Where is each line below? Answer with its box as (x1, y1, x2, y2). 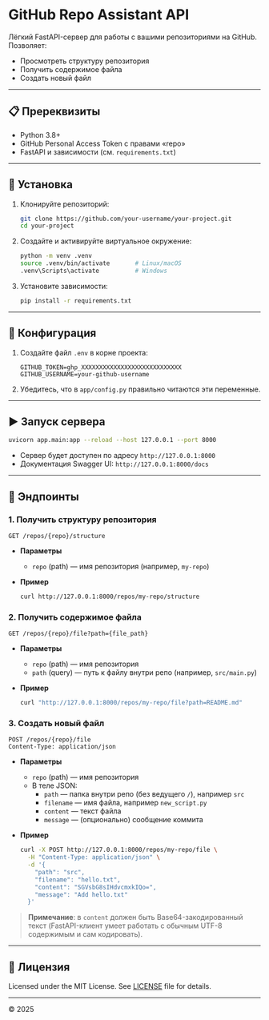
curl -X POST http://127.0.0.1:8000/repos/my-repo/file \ (19, 846, 218, 854)
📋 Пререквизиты (8, 105, 101, 118)
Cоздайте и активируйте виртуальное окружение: (19, 236, 192, 246)
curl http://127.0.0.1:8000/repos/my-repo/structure (19, 592, 200, 600)
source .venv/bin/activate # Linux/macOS (19, 259, 182, 267)
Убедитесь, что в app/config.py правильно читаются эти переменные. (19, 384, 261, 394)
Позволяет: (8, 40, 47, 50)
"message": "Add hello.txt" (34, 890, 128, 898)
